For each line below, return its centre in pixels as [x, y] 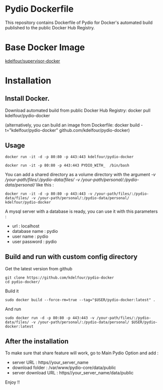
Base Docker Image [45, 48]
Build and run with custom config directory [71, 257]
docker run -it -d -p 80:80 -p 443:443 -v [49, 194]
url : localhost [26, 226]
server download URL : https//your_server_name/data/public [73, 373]
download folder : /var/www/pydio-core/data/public [64, 368]
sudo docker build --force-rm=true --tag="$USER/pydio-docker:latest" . [80, 300]
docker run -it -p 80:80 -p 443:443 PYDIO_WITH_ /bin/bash [67, 165]
